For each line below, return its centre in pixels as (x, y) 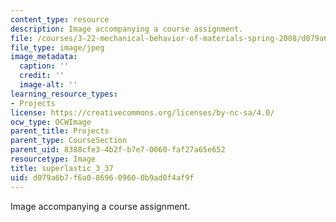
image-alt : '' (48, 85)
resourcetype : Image (53, 159)
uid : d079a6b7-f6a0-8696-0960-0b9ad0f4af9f (102, 177)
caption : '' (44, 66)
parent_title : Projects (60, 131)
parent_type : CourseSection (69, 141)
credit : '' (42, 76)
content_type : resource (60, 19)
